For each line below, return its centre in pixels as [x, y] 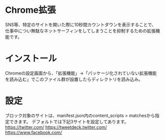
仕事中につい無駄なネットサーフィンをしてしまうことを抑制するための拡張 [81, 30]
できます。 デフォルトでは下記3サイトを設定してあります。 [69, 121]
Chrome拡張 [31, 10]
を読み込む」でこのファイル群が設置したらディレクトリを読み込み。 [74, 79]
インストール [31, 59]
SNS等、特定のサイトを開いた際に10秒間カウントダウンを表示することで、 [81, 25]
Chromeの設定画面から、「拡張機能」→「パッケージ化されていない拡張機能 [81, 73]
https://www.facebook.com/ [34, 132]
